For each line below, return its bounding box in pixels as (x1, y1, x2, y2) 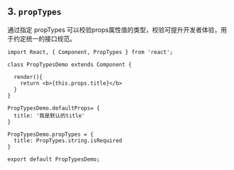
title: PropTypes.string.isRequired (14, 137, 122, 144)
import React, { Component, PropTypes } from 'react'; (7, 48, 174, 55)
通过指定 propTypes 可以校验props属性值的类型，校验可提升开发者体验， (7, 25, 221, 34)
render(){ (14, 73, 43, 80)
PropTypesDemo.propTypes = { (7, 131, 94, 138)
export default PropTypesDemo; (7, 156, 100, 163)
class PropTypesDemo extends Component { (7, 60, 132, 68)
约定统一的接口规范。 (13, 34, 76, 43)
